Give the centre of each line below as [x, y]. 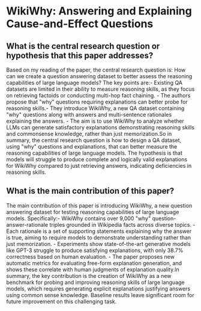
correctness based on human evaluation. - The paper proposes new [91, 256]
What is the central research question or [83, 46]
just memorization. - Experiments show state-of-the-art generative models [98, 244]
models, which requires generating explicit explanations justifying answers [98, 288]
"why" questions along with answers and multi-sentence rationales [89, 115]
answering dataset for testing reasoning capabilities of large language [93, 212]
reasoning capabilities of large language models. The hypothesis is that [94, 153]
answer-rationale [27, 224]
